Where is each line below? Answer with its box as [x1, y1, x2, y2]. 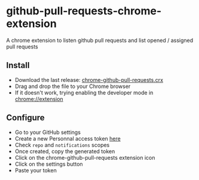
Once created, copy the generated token [14, 148, 115, 155]
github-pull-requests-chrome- [6, 4, 162, 18]
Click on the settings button [14, 160, 83, 167]
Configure [6, 112, 45, 123]
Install [6, 60, 30, 71]
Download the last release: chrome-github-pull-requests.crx [14, 76, 163, 83]
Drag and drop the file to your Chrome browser [14, 83, 131, 90]
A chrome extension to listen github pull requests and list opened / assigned [6, 36, 194, 44]
